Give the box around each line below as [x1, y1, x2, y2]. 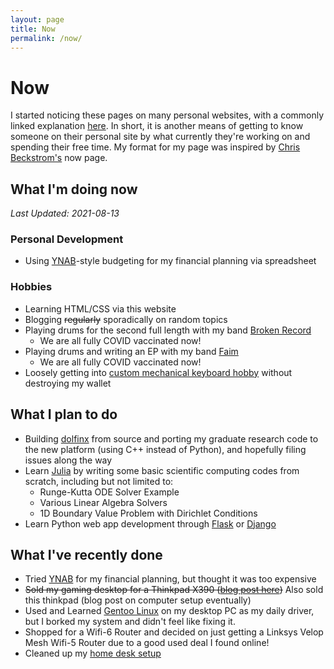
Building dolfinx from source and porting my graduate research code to [24, 432, 319, 445]
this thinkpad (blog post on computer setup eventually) [24, 594, 252, 606]
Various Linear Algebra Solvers [39, 496, 168, 508]
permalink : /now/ [10, 33, 83, 43]
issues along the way [24, 454, 113, 466]
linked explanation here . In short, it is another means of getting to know [10, 120, 304, 132]
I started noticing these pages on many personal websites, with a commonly [10, 109, 325, 121]
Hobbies [10, 280, 53, 294]
